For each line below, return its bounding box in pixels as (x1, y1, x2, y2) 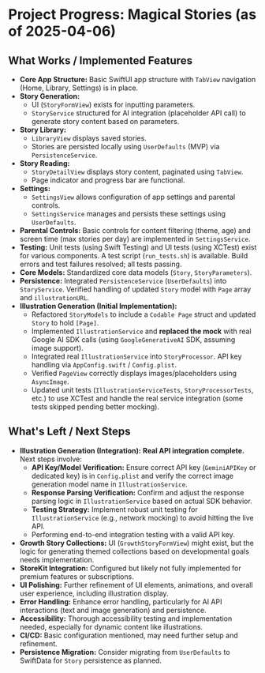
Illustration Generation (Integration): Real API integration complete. (19, 446, 245, 455)
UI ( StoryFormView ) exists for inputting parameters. (31, 100, 196, 109)
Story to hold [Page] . (31, 318, 99, 327)
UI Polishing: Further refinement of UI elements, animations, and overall (19, 580, 254, 589)
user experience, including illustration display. (19, 588, 169, 598)
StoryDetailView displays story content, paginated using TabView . (31, 167, 244, 176)
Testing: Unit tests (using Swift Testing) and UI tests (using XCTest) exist (19, 243, 257, 252)
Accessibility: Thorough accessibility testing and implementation (19, 614, 233, 623)
